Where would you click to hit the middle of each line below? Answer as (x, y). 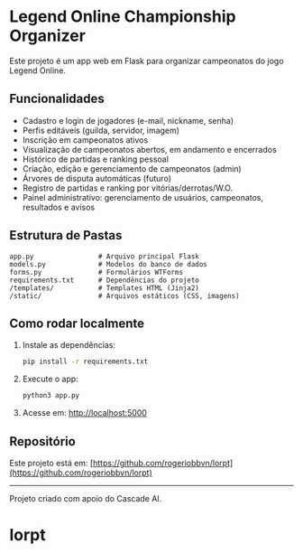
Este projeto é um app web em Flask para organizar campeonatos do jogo (147, 61)
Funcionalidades (57, 99)
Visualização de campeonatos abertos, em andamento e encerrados (149, 149)
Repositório (43, 441)
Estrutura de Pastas (66, 235)
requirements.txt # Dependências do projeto (105, 280)
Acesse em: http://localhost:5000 (84, 413)
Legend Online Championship (123, 17)
